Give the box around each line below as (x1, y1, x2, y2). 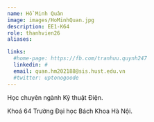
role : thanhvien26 (7, 29, 60, 37)
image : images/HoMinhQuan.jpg (7, 17, 95, 24)
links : (7, 49, 26, 55)
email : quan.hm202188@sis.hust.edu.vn (13, 67, 126, 75)
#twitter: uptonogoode (13, 74, 79, 81)
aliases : (7, 36, 33, 43)
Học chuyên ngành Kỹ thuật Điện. (7, 93, 103, 101)
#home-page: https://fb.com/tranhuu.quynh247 (13, 55, 148, 62)
